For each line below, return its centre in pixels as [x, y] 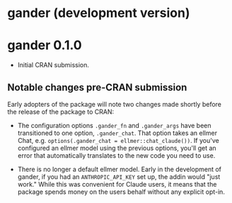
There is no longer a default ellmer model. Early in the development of [119, 169]
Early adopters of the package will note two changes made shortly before [114, 104]
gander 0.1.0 [45, 46]
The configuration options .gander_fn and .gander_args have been [114, 125]
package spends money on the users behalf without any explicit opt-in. [121, 192]
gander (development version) [99, 13]
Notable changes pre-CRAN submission [97, 87]
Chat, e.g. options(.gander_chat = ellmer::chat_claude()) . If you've [118, 140]
